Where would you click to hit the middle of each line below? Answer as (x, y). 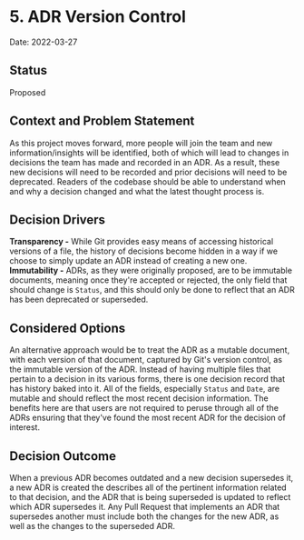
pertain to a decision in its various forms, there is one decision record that (147, 379)
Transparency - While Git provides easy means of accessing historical (142, 242)
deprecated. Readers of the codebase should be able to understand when (147, 181)
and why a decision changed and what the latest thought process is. (137, 191)
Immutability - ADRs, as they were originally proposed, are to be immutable (151, 271)
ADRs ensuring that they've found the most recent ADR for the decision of (147, 418)
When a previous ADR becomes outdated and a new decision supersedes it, (152, 478)
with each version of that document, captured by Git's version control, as (146, 360)
